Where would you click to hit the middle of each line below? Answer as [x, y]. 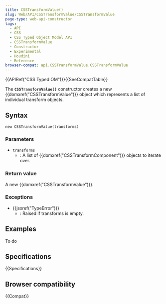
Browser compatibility [40, 284]
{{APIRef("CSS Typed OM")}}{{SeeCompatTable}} [57, 80]
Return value [21, 174]
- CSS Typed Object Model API [41, 38]
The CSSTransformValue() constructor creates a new [59, 89]
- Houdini [20, 56]
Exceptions [19, 197]
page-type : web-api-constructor [39, 19]
